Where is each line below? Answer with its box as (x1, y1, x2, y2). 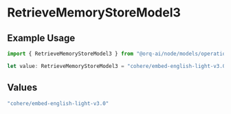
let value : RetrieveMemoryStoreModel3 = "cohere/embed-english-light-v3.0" (7, 62, 229, 69)
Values (7, 82, 38, 93)
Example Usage (7, 32, 76, 44)
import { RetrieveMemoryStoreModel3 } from (7, 50, 134, 57)
